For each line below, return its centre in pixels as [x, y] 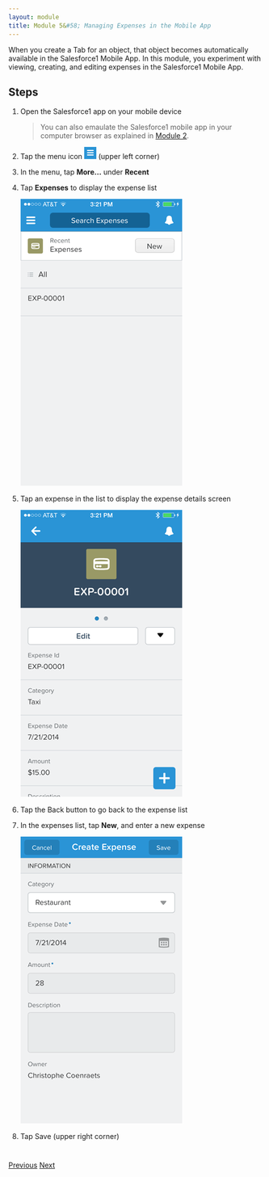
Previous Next [32, 1165]
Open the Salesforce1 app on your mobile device [101, 111]
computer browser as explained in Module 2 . [115, 136]
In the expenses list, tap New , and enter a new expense [112, 826]
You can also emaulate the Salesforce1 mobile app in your [136, 127]
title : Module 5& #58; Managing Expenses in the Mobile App [110, 25]
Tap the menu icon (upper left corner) [90, 157]
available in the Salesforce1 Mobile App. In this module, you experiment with [134, 58]
